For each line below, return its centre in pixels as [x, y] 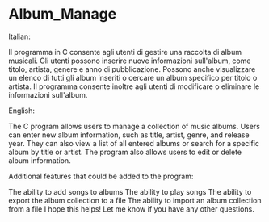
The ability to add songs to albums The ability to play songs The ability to [130, 191]
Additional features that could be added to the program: [101, 176]
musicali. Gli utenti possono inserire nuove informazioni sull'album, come [130, 61]
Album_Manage [63, 14]
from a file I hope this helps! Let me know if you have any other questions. [131, 209]
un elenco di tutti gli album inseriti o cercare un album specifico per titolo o [133, 77]
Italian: [19, 36]
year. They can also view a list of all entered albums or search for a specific [134, 143]
